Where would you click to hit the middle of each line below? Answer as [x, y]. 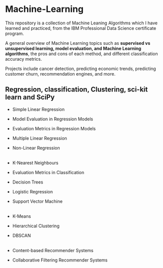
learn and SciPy [30, 97]
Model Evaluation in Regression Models [53, 119]
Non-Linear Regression [36, 148]
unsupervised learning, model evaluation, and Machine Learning [73, 48]
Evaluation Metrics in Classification [48, 172]
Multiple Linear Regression [40, 138]
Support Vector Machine [38, 201]
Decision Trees [28, 182]
